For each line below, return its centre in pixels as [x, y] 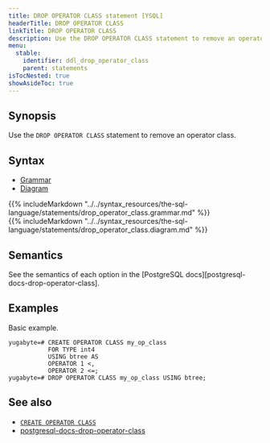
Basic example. [33, 328]
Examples [33, 308]
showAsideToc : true [41, 83]
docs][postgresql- [215, 274]
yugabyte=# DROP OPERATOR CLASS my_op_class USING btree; [107, 378]
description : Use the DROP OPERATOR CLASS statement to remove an [122, 38]
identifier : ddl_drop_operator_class [86, 61]
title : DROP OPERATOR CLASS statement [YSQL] [86, 16]
